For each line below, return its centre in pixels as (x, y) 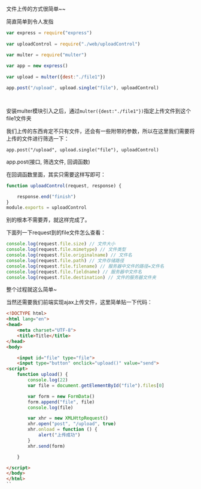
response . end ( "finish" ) (47, 196)
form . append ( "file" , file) (61, 402)
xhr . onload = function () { (63, 430)
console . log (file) (51, 408)
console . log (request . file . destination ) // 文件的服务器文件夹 (81, 277)
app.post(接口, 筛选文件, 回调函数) (48, 162)
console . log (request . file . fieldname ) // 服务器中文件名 (74, 272)
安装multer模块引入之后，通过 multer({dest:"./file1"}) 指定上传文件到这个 (99, 111)
